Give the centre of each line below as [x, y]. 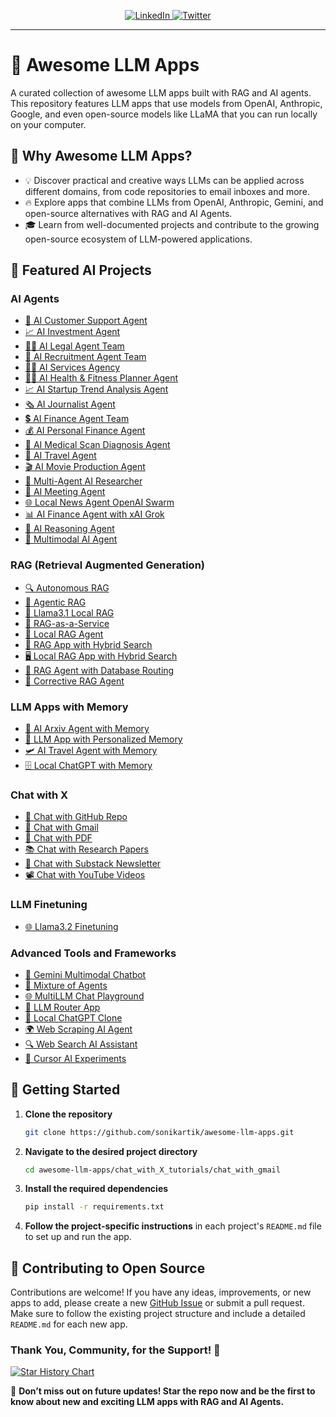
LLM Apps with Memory [69, 707]
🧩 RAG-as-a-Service [67, 623]
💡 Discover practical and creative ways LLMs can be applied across [164, 180]
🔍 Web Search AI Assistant [81, 1044]
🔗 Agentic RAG [55, 602]
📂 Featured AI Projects [81, 270]
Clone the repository [68, 1114]
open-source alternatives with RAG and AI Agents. [128, 213]
